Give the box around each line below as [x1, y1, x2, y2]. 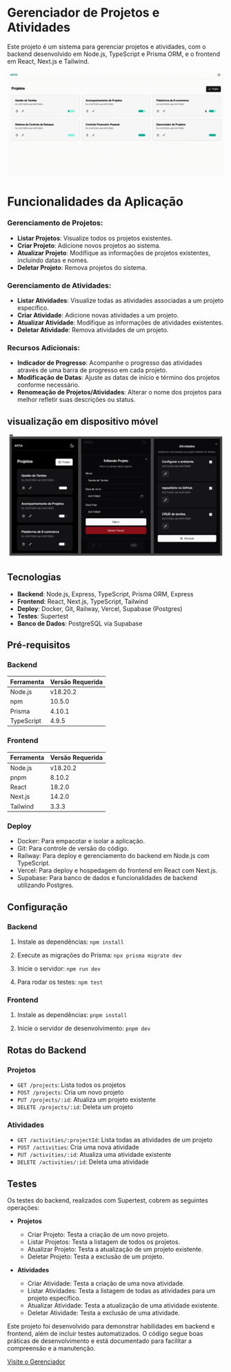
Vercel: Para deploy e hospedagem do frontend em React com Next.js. [17, 866, 218, 875]
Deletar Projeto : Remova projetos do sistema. [17, 263, 147, 271]
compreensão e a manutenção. [7, 1344, 96, 1353]
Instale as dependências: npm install [17, 937, 124, 946]
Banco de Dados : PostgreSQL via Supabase [17, 619, 143, 628]
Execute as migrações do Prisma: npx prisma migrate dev [17, 951, 182, 959]
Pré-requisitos [7, 639, 71, 651]
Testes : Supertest [17, 612, 69, 620]
